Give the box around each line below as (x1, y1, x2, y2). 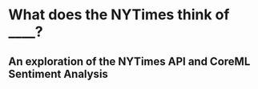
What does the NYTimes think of (8, 6, 230, 24)
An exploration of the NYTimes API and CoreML (8, 55, 251, 68)
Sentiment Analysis (8, 67, 108, 81)
